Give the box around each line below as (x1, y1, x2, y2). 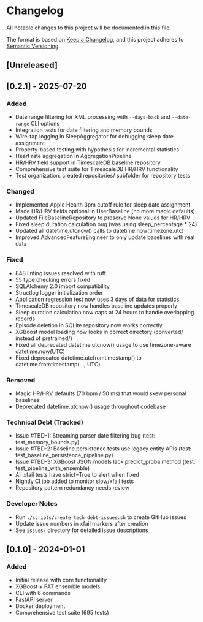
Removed (6, 376, 36, 384)
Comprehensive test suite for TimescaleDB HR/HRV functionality (15, 165, 179, 173)
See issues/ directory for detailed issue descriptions (15, 526, 148, 534)
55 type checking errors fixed (15, 276, 91, 283)
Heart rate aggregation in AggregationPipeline (15, 153, 132, 160)
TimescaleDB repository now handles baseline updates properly (15, 302, 178, 309)
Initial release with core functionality (15, 577, 107, 584)
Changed (6, 187, 35, 195)
